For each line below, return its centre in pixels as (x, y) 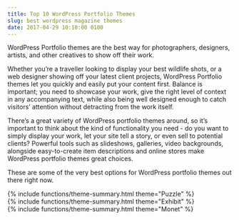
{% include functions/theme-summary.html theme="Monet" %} (101, 209)
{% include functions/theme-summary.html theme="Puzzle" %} (101, 194)
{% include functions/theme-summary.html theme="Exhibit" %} (101, 201)
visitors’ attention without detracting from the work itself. (91, 107)
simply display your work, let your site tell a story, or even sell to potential (115, 136)
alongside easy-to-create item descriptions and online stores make (106, 151)
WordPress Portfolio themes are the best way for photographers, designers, (119, 48)
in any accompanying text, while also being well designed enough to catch (117, 99)
